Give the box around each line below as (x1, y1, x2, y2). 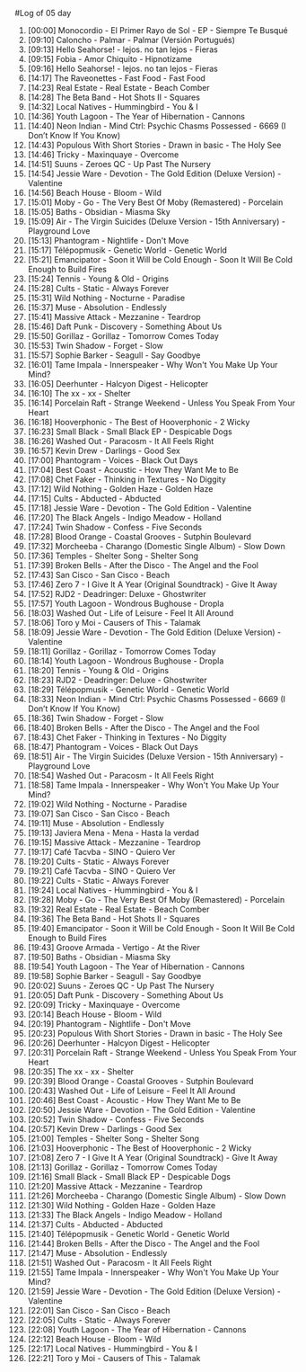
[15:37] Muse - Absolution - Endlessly (27, 302, 167, 313)
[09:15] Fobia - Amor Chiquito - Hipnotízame (27, 54, 192, 64)
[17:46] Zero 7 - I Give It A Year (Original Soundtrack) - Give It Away (27, 579, 277, 590)
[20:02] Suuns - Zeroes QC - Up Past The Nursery (27, 980, 214, 991)
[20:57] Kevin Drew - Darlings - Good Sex (27, 1124, 182, 1134)
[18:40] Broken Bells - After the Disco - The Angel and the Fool (27, 723, 259, 733)
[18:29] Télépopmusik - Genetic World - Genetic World (27, 684, 230, 695)
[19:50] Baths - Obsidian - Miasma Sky (27, 952, 171, 962)
